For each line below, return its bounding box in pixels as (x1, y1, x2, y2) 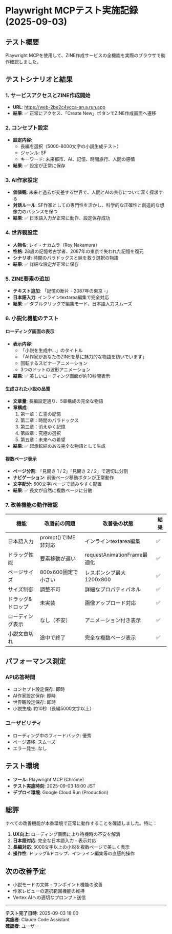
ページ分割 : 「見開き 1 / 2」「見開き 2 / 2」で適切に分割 (12, 468, 128, 474)
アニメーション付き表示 (84, 616, 141, 624)
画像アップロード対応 (84, 599, 137, 607)
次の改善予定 (5, 867, 46, 875)
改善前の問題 (44, 520, 76, 527)
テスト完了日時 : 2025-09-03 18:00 (5, 910, 79, 917)
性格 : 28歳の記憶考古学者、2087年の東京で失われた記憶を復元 (12, 248, 144, 254)
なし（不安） (39, 616, 71, 624)
